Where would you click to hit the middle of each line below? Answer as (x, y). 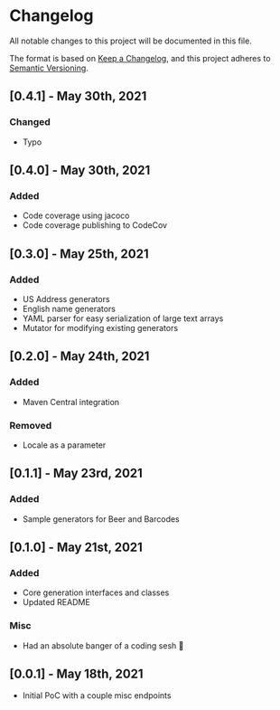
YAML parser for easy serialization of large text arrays (123, 318)
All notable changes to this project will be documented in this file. (131, 41)
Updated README (56, 602)
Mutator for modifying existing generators (100, 328)
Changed (30, 122)
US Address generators (66, 299)
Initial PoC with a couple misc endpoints (97, 696)
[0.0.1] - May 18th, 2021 (76, 674)
